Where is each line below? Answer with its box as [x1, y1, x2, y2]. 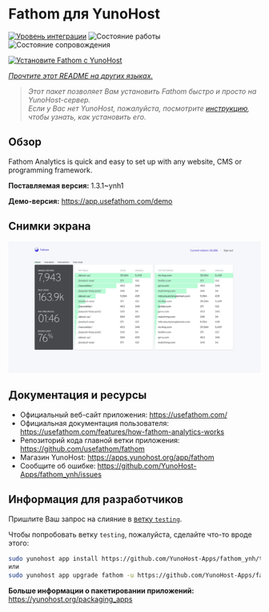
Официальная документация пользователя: [19, 418, 170, 428]
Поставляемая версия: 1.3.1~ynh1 [8, 180, 124, 190]
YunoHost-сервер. [27, 95, 90, 104]
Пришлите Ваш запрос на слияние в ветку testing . [8, 514, 183, 524]
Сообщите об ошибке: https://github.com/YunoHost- [19, 460, 197, 470]
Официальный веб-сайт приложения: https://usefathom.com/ [19, 410, 228, 419]
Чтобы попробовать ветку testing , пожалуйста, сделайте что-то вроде [8, 529, 252, 539]
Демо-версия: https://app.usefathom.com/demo [8, 196, 173, 205]
